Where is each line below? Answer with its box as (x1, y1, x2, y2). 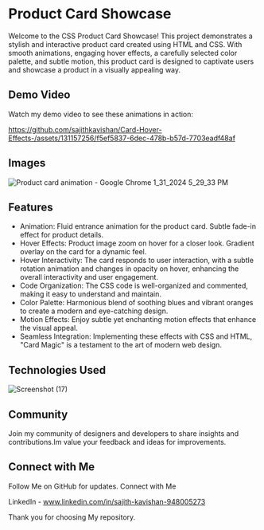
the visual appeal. (19, 324, 78, 333)
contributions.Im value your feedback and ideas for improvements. (8, 438, 227, 446)
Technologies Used (8, 363, 106, 377)
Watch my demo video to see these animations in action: (8, 109, 193, 119)
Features (8, 200, 53, 214)
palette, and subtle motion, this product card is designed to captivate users (8, 57, 254, 66)
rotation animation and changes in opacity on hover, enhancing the (19, 264, 239, 273)
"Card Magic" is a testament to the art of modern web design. (19, 340, 223, 350)
